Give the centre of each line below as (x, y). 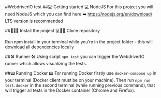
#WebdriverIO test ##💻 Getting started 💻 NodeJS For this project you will (79, 7)
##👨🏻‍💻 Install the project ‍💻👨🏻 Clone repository (52, 31)
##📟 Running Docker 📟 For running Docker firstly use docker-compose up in (81, 73)
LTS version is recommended (34, 21)
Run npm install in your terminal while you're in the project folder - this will (79, 42)
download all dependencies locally (39, 47)
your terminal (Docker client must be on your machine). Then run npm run (78, 80)
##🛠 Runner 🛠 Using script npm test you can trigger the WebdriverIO (75, 56)
